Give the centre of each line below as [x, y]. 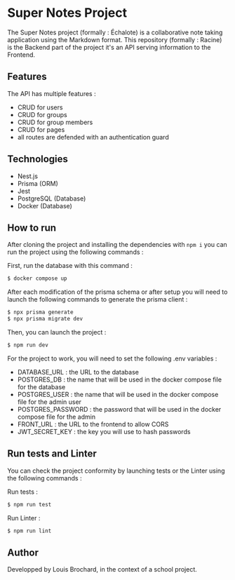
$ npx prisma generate [40, 312]
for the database [41, 386]
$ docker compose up [38, 278]
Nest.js [28, 176]
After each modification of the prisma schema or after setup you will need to [117, 292]
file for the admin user [49, 402]
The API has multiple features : [52, 93]
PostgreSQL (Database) [52, 198]
